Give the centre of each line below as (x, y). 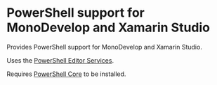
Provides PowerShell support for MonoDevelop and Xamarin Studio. (105, 47)
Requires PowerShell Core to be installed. (66, 74)
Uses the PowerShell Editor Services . (60, 60)
